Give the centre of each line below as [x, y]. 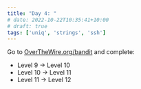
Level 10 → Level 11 [44, 73]
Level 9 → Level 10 [44, 65]
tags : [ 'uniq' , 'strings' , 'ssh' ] [57, 33]
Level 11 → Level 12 [44, 80]
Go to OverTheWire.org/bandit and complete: [71, 52]
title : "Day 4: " [32, 13]
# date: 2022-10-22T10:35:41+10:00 [58, 20]
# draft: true [28, 26]
